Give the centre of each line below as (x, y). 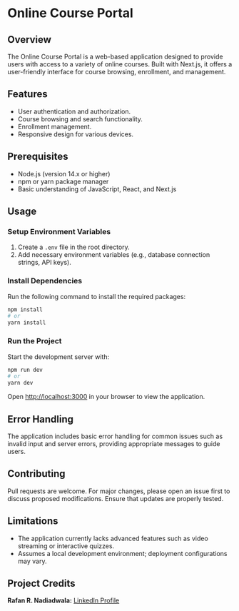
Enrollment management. (55, 126)
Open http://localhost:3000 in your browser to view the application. (106, 397)
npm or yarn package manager (63, 181)
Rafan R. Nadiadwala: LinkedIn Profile (63, 600)
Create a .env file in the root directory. (73, 247)
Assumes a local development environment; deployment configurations (122, 553)
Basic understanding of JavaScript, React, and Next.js (97, 189)
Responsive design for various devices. (76, 134)
